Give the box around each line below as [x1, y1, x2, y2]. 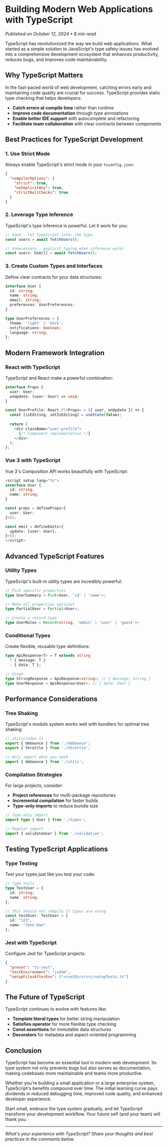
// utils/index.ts [5, 736, 43, 741]
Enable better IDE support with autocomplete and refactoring [12, 115, 139, 121]
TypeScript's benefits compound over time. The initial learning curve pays [5, 1085, 158, 1091]
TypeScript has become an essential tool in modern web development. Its [5, 1060, 156, 1066]
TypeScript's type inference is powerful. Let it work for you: [5, 222, 128, 229]
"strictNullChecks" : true [14, 190, 68, 195]
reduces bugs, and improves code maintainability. [5, 56, 108, 62]
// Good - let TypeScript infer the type [5, 232, 93, 237]
